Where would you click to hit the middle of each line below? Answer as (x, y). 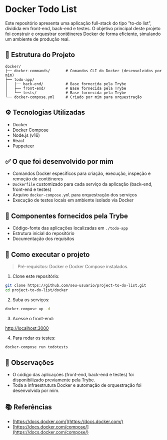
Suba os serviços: (31, 300)
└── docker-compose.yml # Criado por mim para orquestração (73, 97)
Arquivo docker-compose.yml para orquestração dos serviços (75, 195)
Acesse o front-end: (33, 318)
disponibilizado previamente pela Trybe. (54, 380)
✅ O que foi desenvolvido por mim (59, 161)
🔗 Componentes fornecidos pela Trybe (67, 216)
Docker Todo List (41, 9)
